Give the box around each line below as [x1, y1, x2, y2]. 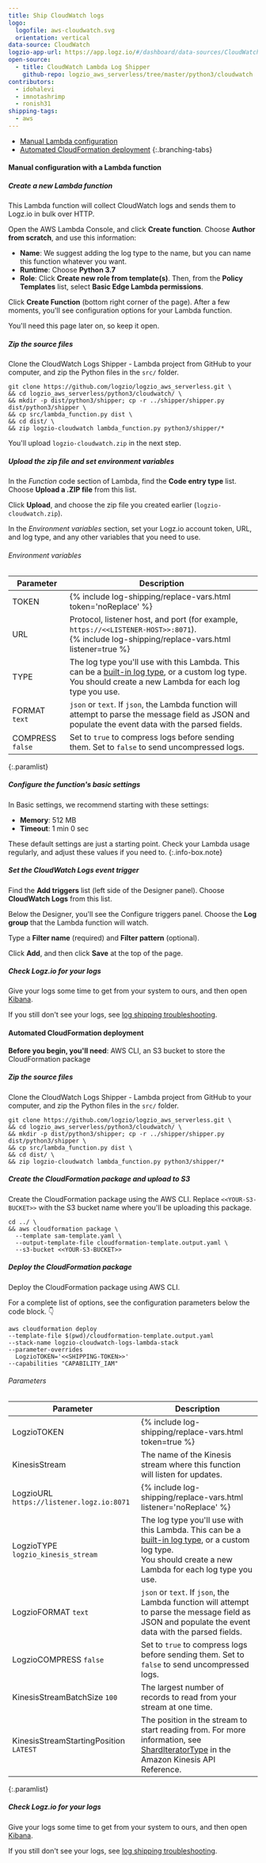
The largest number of [141, 1682, 224, 1693]
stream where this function [141, 1458, 241, 1469]
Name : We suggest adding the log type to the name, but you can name [19, 249, 252, 258]
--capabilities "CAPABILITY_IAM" [8, 1359, 119, 1367]
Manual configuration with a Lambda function [8, 163, 162, 173]
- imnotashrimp [15, 93, 66, 101]
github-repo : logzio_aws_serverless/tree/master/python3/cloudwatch [22, 70, 253, 78]
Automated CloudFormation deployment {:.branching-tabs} [19, 144, 213, 154]
